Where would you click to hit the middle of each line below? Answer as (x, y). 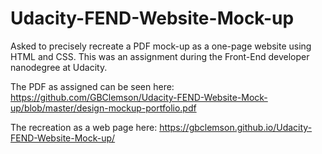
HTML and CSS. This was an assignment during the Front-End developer (160, 56)
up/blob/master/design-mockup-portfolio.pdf (103, 108)
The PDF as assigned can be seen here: (92, 86)
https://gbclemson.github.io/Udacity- (236, 127)
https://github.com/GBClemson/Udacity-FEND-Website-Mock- (139, 97)
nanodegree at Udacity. (59, 67)
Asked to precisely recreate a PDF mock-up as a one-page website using (161, 46)
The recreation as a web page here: (84, 127)
